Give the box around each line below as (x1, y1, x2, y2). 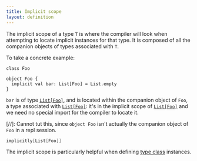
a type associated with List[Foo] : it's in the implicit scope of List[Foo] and (6, 102, 188, 109)
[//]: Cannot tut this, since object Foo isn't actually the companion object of (6, 120, 189, 127)
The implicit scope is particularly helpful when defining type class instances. (6, 148, 192, 156)
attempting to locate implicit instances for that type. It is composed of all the (6, 36, 191, 43)
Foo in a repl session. (6, 126, 57, 133)
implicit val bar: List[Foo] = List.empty (11, 80, 117, 87)
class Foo (6, 65, 31, 71)
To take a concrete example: (6, 54, 75, 61)
